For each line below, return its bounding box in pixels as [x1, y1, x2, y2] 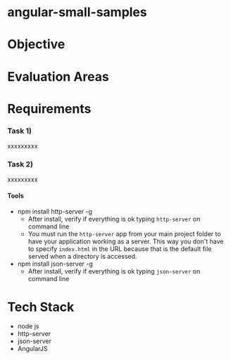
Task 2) [7, 159, 34, 169]
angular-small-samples [7, 4, 147, 20]
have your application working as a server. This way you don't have [27, 237, 224, 245]
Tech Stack [7, 299, 75, 315]
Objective [7, 37, 65, 53]
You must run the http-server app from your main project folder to [27, 229, 221, 238]
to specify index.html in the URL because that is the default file [27, 244, 212, 253]
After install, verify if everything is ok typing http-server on [27, 214, 201, 223]
